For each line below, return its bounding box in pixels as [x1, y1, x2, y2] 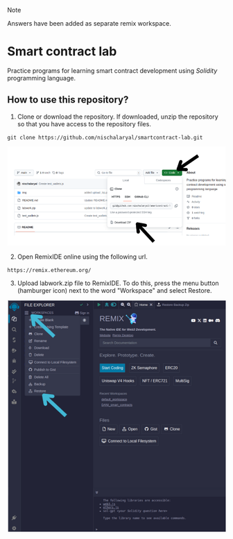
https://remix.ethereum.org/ [7, 266, 92, 273]
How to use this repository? [7, 94, 129, 106]
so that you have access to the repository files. [17, 119, 151, 128]
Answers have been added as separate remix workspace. [7, 19, 172, 27]
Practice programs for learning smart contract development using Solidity [7, 66, 218, 75]
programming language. [7, 74, 76, 82]
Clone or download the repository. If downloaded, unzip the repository [17, 112, 218, 121]
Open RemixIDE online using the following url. [17, 253, 148, 261]
